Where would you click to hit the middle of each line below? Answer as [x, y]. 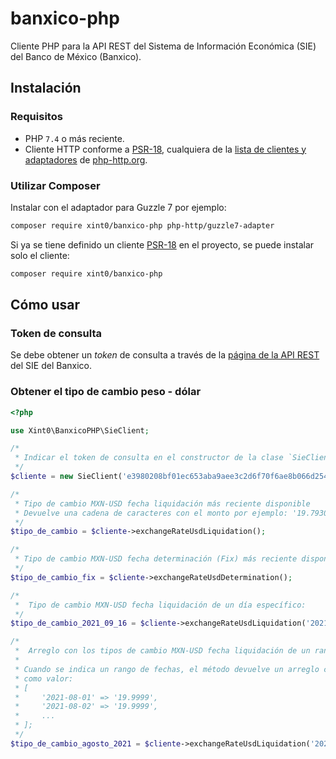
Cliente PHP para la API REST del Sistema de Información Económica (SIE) [163, 46]
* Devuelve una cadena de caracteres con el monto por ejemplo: [151, 513]
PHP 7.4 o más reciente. [74, 138]
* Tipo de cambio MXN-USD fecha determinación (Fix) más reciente [156, 559]
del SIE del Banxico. [51, 366]
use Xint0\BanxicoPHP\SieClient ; [80, 430]
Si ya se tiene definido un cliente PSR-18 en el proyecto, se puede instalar [162, 244]
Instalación [46, 88]
